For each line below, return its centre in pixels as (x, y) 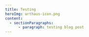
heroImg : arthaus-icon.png (33, 14)
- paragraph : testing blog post (51, 27)
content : (14, 18)
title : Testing (21, 9)
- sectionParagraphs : (32, 23)
